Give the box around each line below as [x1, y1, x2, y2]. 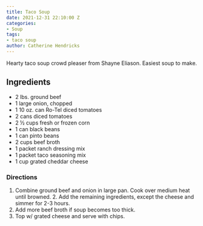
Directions [6, 173, 38, 181]
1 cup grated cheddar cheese [15, 157, 88, 165]
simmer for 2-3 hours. [15, 199, 70, 207]
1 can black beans [15, 125, 61, 132]
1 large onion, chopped [15, 100, 73, 107]
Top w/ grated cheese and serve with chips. [15, 212, 125, 219]
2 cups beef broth [15, 138, 61, 146]
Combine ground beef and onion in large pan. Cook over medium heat [15, 187, 190, 194]
